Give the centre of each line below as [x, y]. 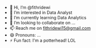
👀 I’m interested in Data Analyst [41, 12]
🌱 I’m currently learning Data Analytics [48, 18]
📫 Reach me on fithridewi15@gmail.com [50, 28]
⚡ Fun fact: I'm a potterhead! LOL [43, 40]
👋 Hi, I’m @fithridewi [30, 7]
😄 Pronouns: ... [25, 35]
